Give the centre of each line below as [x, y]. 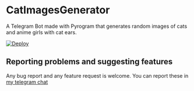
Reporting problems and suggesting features [89, 62]
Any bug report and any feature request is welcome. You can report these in [97, 75]
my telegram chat [27, 82]
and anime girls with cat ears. [41, 32]
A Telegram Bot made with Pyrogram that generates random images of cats [97, 26]
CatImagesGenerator [58, 10]
